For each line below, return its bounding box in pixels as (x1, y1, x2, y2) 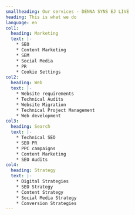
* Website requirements (16, 91, 75, 97)
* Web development (16, 113, 61, 118)
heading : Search (11, 124, 50, 130)
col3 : (5, 118, 19, 124)
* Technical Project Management (16, 107, 95, 113)
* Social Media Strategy (16, 195, 77, 201)
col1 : (5, 25, 19, 31)
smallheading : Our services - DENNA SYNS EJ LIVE (5, 8, 130, 15)
